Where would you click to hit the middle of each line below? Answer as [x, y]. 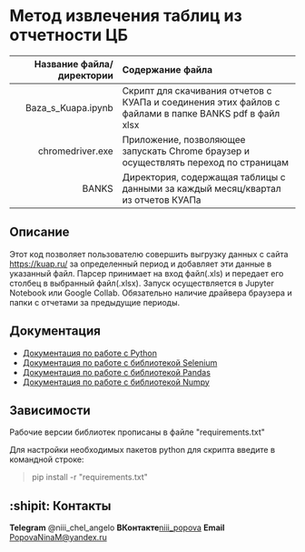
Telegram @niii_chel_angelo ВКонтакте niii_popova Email [117, 527]
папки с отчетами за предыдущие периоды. [95, 302]
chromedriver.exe [75, 151]
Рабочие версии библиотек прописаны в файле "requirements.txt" [137, 432]
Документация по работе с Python [89, 353]
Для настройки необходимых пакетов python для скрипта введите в [142, 450]
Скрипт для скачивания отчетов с [197, 90]
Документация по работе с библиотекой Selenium [120, 362]
